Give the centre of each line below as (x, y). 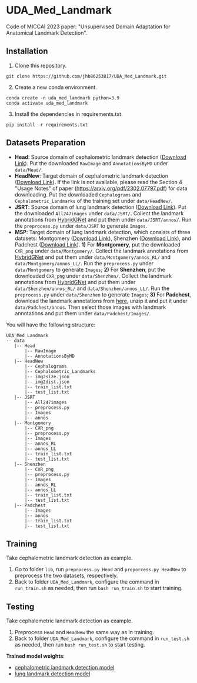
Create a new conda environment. (56, 87)
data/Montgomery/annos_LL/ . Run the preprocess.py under (84, 263)
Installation (27, 51)
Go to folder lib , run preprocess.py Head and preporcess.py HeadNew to (100, 569)
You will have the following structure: (51, 325)
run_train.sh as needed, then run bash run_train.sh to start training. (98, 588)
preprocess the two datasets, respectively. (66, 576)
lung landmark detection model (52, 674)
